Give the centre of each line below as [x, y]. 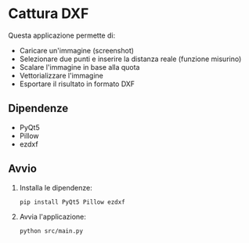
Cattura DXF [49, 14]
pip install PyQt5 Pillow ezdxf [72, 202]
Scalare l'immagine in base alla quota [79, 67]
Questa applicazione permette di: [62, 35]
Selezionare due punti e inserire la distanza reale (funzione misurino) [130, 59]
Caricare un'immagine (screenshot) [77, 50]
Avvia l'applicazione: [52, 217]
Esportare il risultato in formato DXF [77, 84]
